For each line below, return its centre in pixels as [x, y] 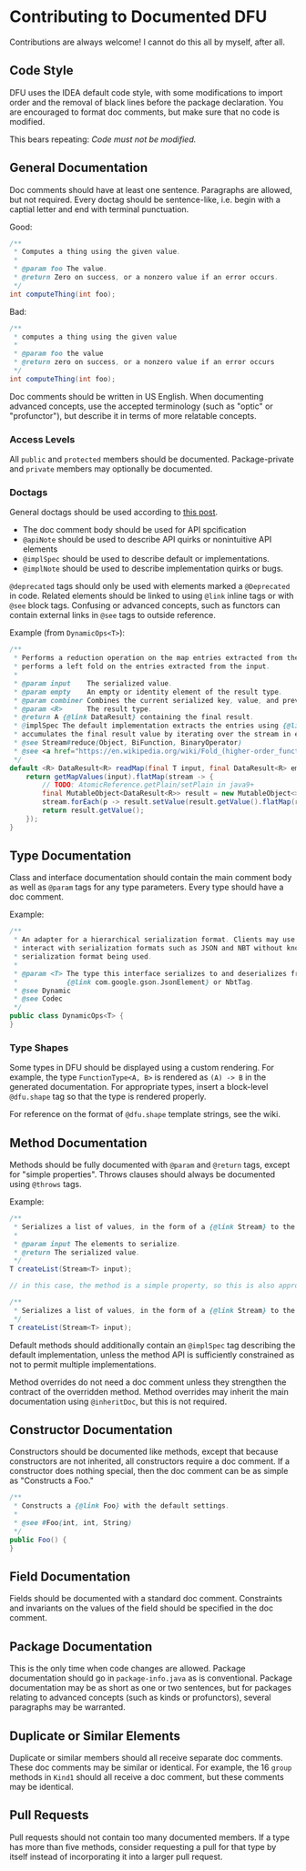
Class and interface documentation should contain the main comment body [151, 878]
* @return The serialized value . [77, 1252]
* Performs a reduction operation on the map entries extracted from [148, 658]
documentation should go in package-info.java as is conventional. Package [151, 1678]
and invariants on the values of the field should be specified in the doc [142, 1608]
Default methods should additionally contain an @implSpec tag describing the [153, 1345]
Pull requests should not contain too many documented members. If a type [149, 1837]
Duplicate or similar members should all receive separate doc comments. [146, 1757]
